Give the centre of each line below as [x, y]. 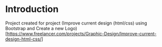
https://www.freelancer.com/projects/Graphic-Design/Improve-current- [82, 33]
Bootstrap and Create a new [35, 28]
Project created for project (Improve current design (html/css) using [76, 23]
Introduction [32, 9]
